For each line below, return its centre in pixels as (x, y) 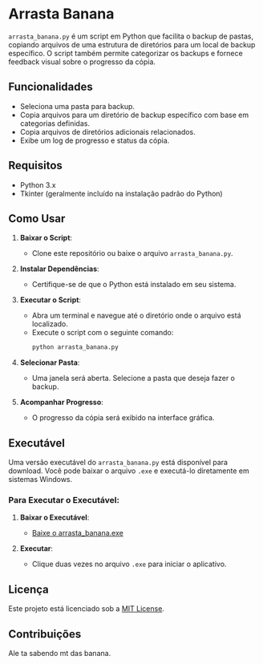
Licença (29, 589)
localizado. (50, 324)
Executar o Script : (51, 300)
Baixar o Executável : (55, 517)
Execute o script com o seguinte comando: (103, 333)
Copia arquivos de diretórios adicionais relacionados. (108, 132)
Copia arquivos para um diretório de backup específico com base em (134, 115)
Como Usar (37, 219)
